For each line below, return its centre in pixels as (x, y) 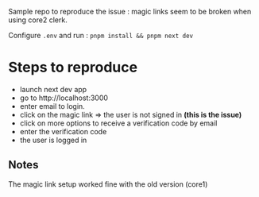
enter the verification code (63, 131)
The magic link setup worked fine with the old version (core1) (108, 184)
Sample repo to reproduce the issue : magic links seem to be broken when (130, 12)
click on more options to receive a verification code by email (118, 123)
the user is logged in (53, 140)
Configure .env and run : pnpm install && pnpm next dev (101, 35)
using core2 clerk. (38, 20)
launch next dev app (53, 89)
